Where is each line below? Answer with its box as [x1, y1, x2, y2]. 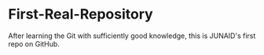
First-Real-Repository [8, 5, 153, 23]
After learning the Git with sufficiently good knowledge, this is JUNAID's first [8, 31, 256, 40]
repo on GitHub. [8, 39, 60, 48]
